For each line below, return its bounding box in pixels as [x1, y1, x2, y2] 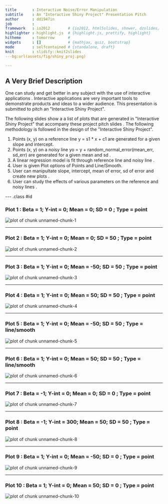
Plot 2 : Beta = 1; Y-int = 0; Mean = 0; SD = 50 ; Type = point [5, 235, 152, 242]
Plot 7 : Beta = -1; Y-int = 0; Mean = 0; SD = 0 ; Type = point [5, 390, 151, 397]
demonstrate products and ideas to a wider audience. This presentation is [5, 101, 157, 107]
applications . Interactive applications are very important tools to [5, 96, 138, 102]
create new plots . [12, 173, 50, 179]
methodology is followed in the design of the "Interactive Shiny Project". [5, 126, 153, 133]
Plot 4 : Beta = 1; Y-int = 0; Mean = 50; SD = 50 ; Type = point [5, 292, 155, 298]
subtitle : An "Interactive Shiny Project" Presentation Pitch [5, 12, 146, 17]
